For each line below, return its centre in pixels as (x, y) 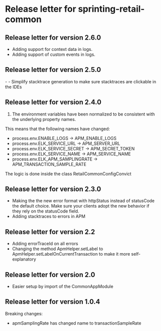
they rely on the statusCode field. (46, 211)
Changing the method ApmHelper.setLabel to (58, 249)
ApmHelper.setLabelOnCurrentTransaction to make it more (71, 254)
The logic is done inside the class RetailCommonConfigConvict (68, 174)
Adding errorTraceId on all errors (45, 244)
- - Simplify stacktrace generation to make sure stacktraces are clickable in (81, 81)
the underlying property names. (44, 119)
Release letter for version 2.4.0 (53, 102)
